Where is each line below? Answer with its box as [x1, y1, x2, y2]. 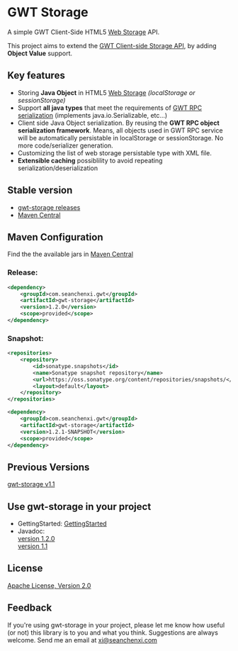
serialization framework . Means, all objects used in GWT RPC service [17, 126, 223, 135]
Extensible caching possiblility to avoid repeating [17, 156, 163, 165]
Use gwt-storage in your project [7, 501, 152, 513]
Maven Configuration [7, 231, 104, 243]
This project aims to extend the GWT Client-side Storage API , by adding [7, 41, 217, 50]
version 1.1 [17, 542, 48, 550]
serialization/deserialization [17, 164, 98, 172]
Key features [7, 69, 65, 82]
